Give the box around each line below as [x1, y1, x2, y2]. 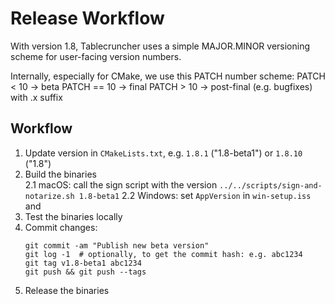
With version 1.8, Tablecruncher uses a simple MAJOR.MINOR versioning [10, 40, 311, 52]
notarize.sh [24, 191, 75, 201]
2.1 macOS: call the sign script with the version [24, 178, 218, 191]
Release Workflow [10, 7, 165, 30]
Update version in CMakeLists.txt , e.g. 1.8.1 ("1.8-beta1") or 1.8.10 [24, 147, 303, 159]
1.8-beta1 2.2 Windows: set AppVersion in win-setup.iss [78, 189, 312, 201]
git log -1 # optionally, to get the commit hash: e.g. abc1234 [24, 249, 303, 259]
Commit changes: [24, 221, 98, 233]
